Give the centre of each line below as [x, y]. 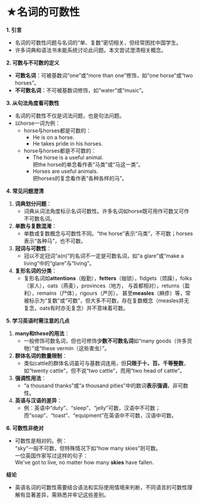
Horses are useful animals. [65, 171]
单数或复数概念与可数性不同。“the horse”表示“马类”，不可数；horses [108, 233]
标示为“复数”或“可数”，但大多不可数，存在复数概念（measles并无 [109, 300]
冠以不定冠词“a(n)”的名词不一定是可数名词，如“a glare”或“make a [104, 256]
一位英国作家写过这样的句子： [51, 455]
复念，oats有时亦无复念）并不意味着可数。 [76, 308]
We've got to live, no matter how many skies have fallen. [84, 462]
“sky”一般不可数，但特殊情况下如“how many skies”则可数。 [88, 448]
